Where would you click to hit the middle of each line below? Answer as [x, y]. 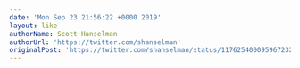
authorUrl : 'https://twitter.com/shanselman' [95, 42]
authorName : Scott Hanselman [63, 34]
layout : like [33, 26]
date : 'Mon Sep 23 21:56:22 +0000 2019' [86, 17]
